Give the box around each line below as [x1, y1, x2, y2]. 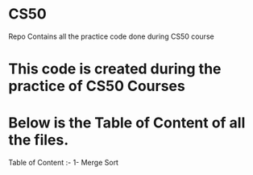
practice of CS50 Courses [8, 77, 185, 95]
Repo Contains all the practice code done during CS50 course [8, 31, 215, 41]
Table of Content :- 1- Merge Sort [8, 158, 119, 168]
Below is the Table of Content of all [8, 114, 246, 132]
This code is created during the [8, 60, 222, 78]
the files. [8, 131, 69, 149]
